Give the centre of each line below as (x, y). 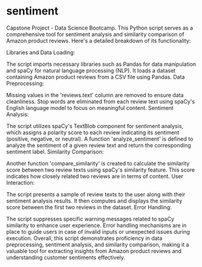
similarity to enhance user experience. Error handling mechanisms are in (96, 225)
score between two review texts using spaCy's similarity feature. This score (101, 170)
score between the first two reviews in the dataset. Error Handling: (89, 207)
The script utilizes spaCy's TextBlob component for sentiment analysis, (95, 126)
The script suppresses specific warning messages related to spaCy (90, 219)
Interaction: (21, 182)
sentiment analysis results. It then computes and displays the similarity (94, 201)
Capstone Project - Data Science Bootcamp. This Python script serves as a (100, 28)
